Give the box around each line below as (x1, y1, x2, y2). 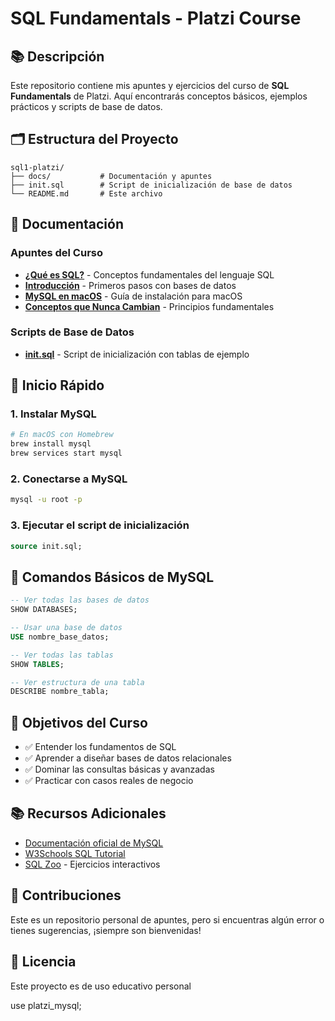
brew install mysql (10, 439, 92, 449)
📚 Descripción (10, 48, 105, 65)
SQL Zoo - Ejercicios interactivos (24, 858, 161, 870)
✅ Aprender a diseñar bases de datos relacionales (24, 752, 232, 764)
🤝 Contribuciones (10, 887, 122, 904)
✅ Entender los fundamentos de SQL (24, 741, 177, 753)
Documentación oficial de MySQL (24, 837, 164, 849)
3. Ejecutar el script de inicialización (10, 518, 190, 532)
